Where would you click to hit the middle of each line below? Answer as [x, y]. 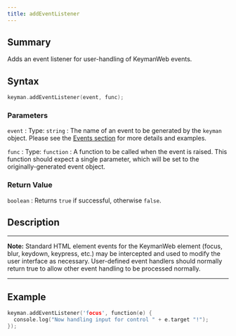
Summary [29, 43]
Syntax [23, 81]
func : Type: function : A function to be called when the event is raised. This [117, 152]
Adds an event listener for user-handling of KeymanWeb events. [100, 59]
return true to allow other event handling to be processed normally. [104, 269]
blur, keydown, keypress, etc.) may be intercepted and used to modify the [114, 253]
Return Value [30, 185]
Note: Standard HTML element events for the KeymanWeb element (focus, [115, 246]
